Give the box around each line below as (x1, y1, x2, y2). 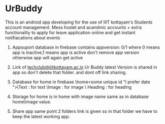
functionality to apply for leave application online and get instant (5, 29, 135, 35)
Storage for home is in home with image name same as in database (12, 94, 149, 99)
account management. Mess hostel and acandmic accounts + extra (5, 24, 142, 30)
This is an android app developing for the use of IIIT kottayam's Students (5, 19, 153, 25)
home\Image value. (12, 99, 52, 104)
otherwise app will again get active (12, 54, 83, 60)
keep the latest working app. (12, 113, 70, 119)
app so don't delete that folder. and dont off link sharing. (12, 69, 127, 75)
